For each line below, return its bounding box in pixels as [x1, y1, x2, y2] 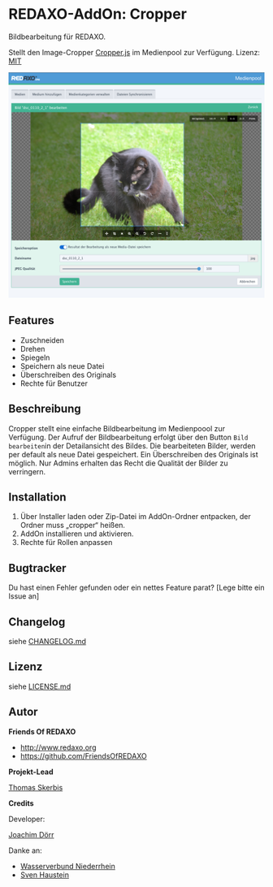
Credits [8, 798, 34, 808]
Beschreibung [8, 402, 81, 416]
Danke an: [8, 846, 42, 855]
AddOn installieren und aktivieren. [19, 529, 134, 539]
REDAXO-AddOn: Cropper [8, 5, 187, 24]
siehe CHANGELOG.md [8, 636, 87, 646]
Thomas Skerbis [8, 782, 63, 792]
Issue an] [8, 591, 40, 601]
